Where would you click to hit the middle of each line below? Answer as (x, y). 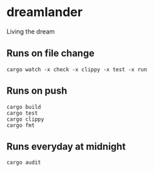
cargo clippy (25, 119)
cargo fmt (21, 125)
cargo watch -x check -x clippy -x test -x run (77, 69)
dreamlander (45, 12)
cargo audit (24, 163)
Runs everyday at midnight (66, 146)
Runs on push (37, 91)
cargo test (22, 113)
